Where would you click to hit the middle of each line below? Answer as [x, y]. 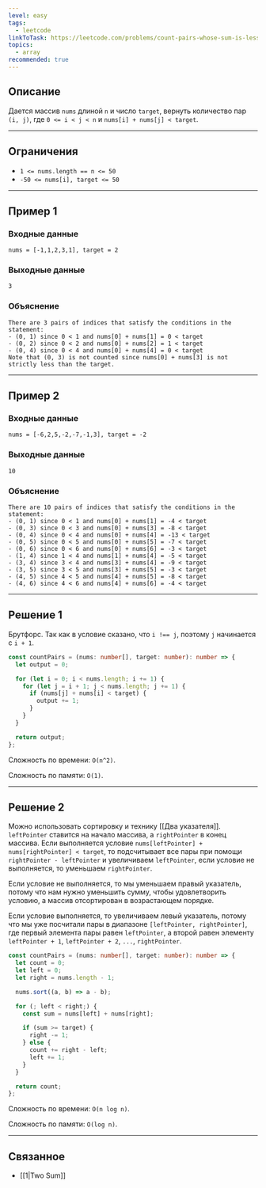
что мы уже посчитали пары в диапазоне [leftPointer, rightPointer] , [128, 924]
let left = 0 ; [38, 970]
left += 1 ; [47, 1057]
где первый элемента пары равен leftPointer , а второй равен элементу [131, 933]
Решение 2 [36, 807]
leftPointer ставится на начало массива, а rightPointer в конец [118, 835]
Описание [34, 92]
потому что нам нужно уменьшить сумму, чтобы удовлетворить [118, 892]
